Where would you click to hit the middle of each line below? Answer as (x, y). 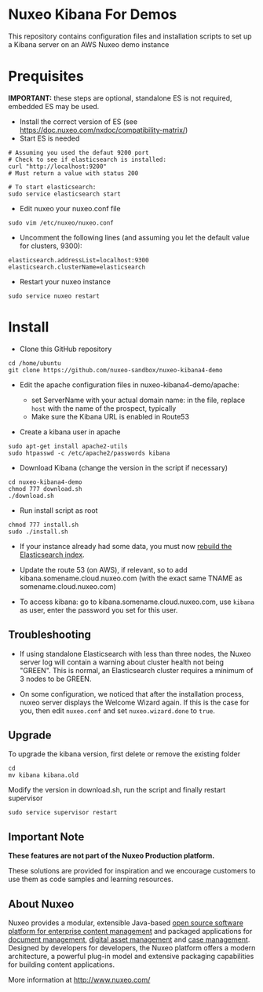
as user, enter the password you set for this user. (99, 609)
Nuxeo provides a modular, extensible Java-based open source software (126, 923)
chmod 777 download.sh (45, 489)
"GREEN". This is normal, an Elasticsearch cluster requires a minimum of (136, 670)
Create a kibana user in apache (70, 432)
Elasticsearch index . (52, 555)
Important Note (46, 837)
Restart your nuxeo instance (65, 281)
